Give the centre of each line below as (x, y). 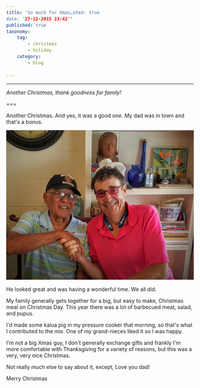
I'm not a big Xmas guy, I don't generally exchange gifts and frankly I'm (93, 343)
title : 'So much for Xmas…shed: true (53, 12)
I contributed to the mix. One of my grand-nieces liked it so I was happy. (95, 331)
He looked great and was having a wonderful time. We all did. (81, 289)
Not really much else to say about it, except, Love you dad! (78, 367)
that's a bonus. (24, 121)
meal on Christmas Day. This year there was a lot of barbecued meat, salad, (99, 307)
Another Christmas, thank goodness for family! (64, 92)
